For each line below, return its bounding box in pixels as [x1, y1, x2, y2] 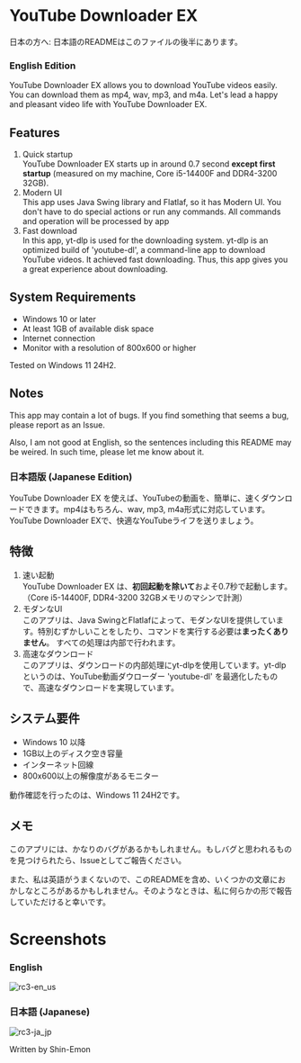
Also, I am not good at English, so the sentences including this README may [9, 437, 292, 447]
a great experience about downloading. [22, 264, 169, 275]
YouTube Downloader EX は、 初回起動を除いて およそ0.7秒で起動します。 [22, 581, 293, 591]
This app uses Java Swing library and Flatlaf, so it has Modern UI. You [22, 197, 281, 208]
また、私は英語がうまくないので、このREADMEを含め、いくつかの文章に [9, 874, 279, 885]
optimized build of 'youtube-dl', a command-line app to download [22, 245, 266, 256]
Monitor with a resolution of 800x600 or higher [22, 342, 197, 353]
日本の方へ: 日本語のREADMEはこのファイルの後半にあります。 [9, 36, 243, 47]
